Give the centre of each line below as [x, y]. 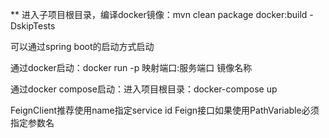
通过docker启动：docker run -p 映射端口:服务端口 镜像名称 [131, 67]
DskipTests [33, 26]
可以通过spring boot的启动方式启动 [82, 46]
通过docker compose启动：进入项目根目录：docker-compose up [144, 89]
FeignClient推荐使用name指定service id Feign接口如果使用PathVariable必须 [165, 110]
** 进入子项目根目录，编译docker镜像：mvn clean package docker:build [159, 14]
